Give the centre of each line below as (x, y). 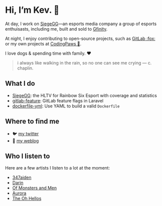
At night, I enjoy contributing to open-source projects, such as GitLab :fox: (80, 38)
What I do (20, 84)
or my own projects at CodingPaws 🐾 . (43, 43)
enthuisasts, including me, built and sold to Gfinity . (56, 29)
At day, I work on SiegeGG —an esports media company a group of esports (81, 24)
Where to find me (32, 121)
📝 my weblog (26, 140)
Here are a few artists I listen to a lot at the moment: (57, 168)
